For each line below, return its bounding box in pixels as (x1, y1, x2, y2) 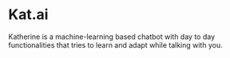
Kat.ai (8, 6, 49, 24)
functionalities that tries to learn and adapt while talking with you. (8, 40, 223, 49)
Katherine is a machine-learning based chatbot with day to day (8, 32, 216, 41)
